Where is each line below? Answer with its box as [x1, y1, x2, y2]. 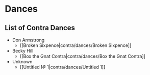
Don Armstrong [12, 37, 45, 43]
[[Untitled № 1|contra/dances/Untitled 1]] [19, 64, 106, 70]
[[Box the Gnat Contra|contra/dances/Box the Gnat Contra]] [19, 53, 146, 59]
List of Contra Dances [5, 23, 75, 32]
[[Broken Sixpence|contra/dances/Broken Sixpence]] [19, 42, 132, 48]
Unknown [12, 59, 33, 64]
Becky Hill [12, 48, 34, 54]
